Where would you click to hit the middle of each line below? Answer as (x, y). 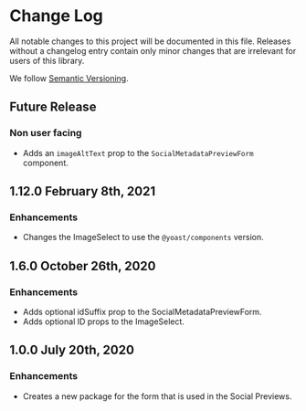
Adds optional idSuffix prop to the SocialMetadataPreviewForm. (142, 312)
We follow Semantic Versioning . (69, 78)
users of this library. (47, 60)
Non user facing (46, 133)
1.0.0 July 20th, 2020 (72, 350)
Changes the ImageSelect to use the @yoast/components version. (143, 237)
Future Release (53, 107)
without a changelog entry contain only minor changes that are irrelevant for (153, 50)
